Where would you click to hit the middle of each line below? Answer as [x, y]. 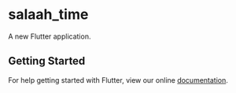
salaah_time [48, 15]
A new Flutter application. [50, 36]
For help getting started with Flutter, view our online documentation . [118, 80]
